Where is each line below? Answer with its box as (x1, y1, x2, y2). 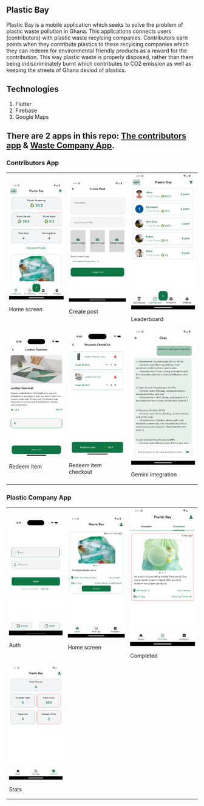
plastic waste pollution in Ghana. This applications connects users (6, 27, 172, 35)
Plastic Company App (6, 493, 72, 501)
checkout (69, 468, 93, 476)
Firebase (15, 107, 38, 114)
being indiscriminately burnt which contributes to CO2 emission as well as (6, 60, 191, 67)
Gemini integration (131, 471, 177, 478)
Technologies (6, 84, 59, 94)
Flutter (15, 100, 32, 107)
